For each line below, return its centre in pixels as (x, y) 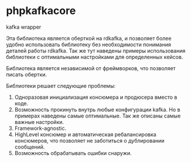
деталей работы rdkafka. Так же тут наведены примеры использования (96, 50)
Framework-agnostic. (40, 128)
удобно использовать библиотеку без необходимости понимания (88, 44)
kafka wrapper (24, 27)
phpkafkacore (41, 11)
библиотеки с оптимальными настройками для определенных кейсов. (95, 57)
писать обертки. (27, 74)
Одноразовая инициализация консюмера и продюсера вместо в (96, 97)
